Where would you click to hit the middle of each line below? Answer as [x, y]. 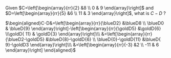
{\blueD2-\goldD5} [25, 39]
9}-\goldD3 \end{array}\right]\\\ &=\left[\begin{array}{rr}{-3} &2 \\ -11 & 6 [82, 45]
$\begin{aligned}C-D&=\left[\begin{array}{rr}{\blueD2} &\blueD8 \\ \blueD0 [85, 23]
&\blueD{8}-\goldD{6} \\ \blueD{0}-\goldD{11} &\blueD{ [103, 39]
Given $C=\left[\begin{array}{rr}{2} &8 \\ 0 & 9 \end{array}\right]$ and [80, 8]
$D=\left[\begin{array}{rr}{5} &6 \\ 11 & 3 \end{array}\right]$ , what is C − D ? [86, 13]
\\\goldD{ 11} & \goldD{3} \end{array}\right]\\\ [53, 34]
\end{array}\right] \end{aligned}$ [40, 50]
